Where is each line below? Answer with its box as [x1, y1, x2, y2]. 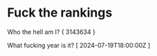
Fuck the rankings [7, 5, 113, 21]
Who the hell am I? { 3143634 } [7, 28, 95, 36]
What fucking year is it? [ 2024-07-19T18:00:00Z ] [7, 41, 151, 49]
